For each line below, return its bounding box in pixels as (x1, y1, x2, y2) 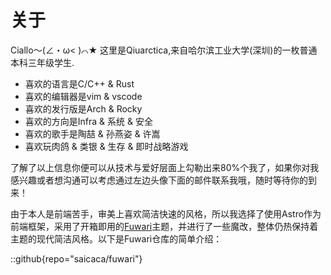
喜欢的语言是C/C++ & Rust (24, 77, 135, 90)
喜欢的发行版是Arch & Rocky (24, 102, 143, 115)
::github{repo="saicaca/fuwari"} (10, 252, 143, 265)
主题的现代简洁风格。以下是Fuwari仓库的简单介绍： (10, 232, 223, 245)
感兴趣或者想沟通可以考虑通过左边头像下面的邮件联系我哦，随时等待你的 (10, 174, 308, 186)
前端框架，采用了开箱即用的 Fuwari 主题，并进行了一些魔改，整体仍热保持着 (10, 220, 319, 232)
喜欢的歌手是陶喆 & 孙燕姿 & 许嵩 (24, 127, 161, 140)
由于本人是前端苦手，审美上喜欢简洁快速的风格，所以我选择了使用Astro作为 (10, 207, 322, 220)
